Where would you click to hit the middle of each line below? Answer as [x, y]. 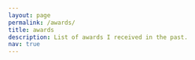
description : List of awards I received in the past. [98, 37]
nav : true [24, 44]
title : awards [31, 30]
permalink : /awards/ [42, 23]
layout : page [29, 15]
